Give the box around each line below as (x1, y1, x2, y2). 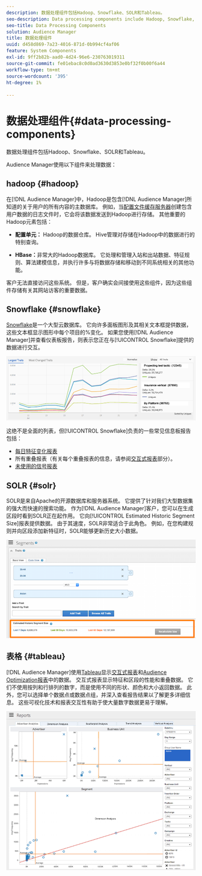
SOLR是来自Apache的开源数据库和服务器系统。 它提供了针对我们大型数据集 (6, 497, 194, 504)
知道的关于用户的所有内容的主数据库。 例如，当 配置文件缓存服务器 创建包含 (6, 203, 192, 210)
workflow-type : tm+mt (6, 67, 61, 73)
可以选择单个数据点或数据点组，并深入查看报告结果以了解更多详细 (22, 691, 185, 698)
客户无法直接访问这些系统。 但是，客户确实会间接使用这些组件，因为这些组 (6, 279, 192, 286)
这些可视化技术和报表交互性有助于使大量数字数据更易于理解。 (17, 699, 171, 706)
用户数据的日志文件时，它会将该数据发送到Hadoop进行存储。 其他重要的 (6, 211, 186, 218)
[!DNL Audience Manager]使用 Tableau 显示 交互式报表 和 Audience (6, 668, 167, 676)
